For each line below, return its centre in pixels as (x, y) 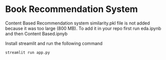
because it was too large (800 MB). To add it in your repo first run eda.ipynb (83, 28)
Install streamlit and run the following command (54, 43)
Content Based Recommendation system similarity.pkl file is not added (78, 23)
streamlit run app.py (28, 52)
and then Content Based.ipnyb (36, 33)
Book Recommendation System (72, 9)
